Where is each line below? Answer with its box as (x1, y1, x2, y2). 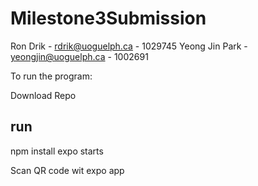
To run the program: (10, 70, 93, 82)
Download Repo (10, 89, 77, 101)
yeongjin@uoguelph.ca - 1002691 (10, 50, 149, 62)
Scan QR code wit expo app (10, 164, 125, 176)
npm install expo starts (10, 145, 104, 157)
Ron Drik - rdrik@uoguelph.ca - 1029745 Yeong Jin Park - (10, 40, 248, 52)
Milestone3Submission (10, 7, 207, 30)
